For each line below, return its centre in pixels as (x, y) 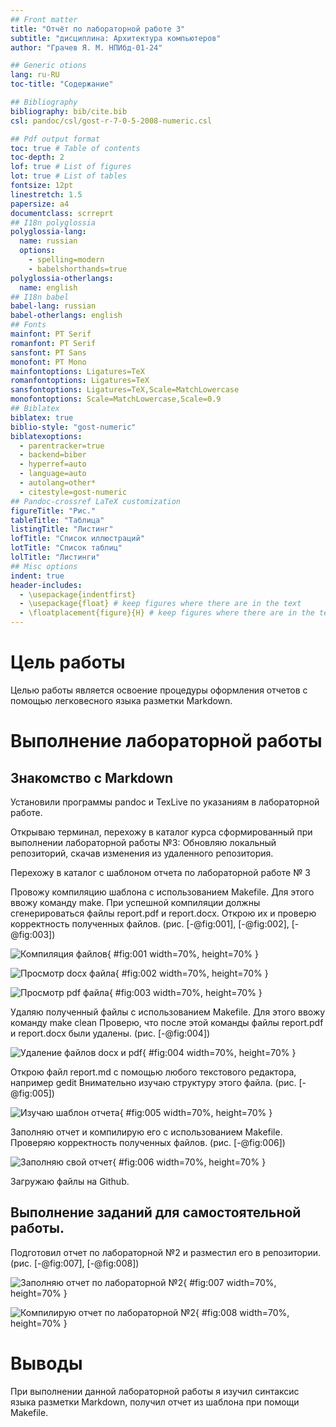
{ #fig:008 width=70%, (242, 1312)
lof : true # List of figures (71, 167)
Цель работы (68, 662)
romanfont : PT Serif (53, 343)
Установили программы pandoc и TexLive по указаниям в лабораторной (165, 802)
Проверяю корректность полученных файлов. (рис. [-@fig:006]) (148, 1142)
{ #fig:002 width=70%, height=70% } (191, 973)
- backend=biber (53, 455)
